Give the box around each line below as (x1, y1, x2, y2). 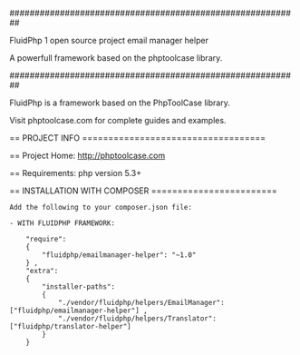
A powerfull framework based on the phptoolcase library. (9, 53, 223, 63)
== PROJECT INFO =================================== (9, 133, 266, 143)
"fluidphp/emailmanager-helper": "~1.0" (42, 251, 197, 260)
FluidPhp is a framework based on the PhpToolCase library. (9, 97, 231, 108)
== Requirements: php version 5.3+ (9, 168, 142, 178)
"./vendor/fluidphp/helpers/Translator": (57, 314, 218, 323)
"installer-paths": (42, 282, 116, 291)
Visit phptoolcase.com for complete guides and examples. (9, 115, 227, 125)
